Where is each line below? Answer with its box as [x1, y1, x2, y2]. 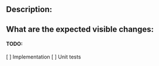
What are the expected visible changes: [6, 24, 154, 34]
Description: [6, 5, 53, 14]
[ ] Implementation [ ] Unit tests [6, 53, 81, 60]
